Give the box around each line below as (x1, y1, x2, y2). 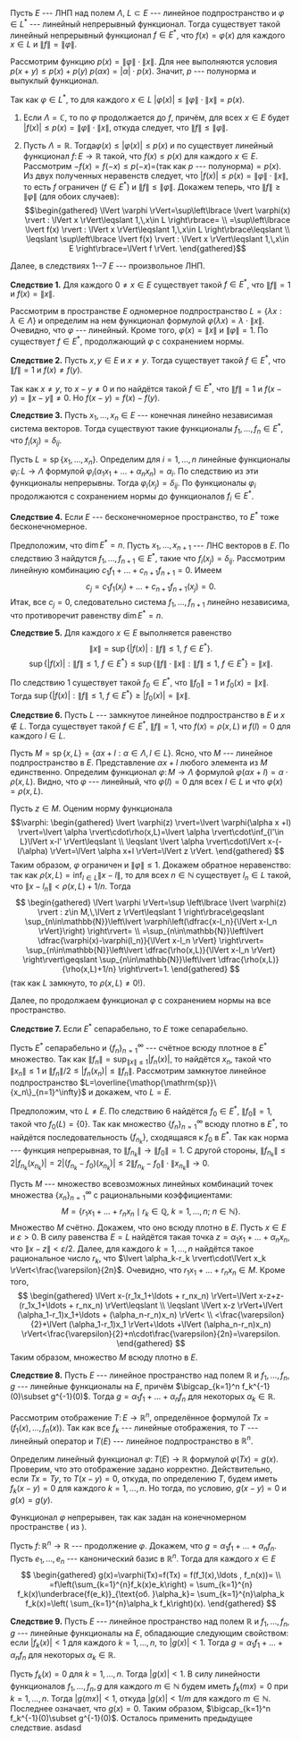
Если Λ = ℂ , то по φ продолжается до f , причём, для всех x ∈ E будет (22, 112, 290, 123)
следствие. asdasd (10, 1722, 82, 1733)
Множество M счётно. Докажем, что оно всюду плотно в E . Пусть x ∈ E (10, 1222, 287, 1233)
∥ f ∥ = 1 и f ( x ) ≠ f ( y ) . (10, 364, 83, 375)
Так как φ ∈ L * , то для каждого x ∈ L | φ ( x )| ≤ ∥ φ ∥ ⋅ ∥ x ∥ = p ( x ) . (10, 93, 245, 105)
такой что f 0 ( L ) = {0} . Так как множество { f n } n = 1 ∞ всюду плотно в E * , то (10, 1117, 288, 1131)
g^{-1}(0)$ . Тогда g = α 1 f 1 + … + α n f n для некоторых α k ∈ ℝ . (50, 1391, 276, 1404)
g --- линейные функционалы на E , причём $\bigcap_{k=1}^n (10, 1381, 240, 1392)
